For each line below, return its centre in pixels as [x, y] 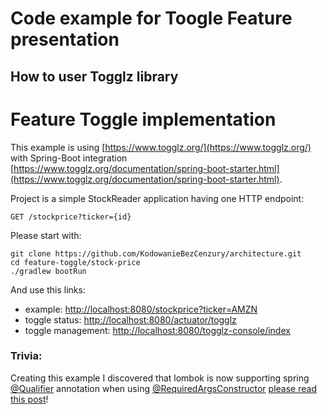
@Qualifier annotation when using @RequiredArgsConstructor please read [163, 388]
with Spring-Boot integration [69, 158]
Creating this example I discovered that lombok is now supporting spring [160, 378]
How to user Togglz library [94, 76]
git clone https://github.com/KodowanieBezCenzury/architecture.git [156, 253]
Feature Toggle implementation [143, 119]
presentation [65, 39]
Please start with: [46, 235]
